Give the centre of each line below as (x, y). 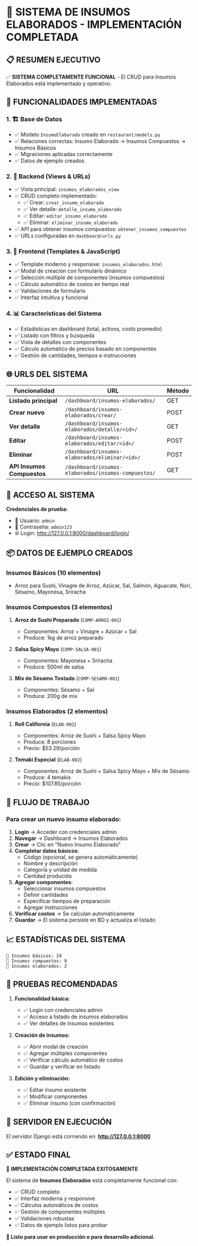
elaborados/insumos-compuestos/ (110, 473)
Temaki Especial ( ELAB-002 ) (48, 760)
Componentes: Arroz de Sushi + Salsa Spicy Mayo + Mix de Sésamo (106, 771)
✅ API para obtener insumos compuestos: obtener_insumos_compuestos (100, 229)
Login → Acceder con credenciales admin (65, 832)
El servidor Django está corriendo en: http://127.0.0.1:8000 (78, 1136)
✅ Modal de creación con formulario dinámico (70, 271)
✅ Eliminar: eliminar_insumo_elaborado (70, 222)
